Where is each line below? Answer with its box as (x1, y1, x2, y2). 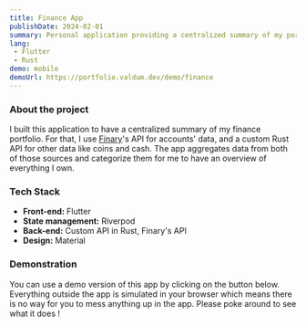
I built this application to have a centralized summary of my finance (9, 124, 261, 135)
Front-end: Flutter (22, 206, 91, 217)
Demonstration (9, 258, 77, 270)
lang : (9, 38, 30, 48)
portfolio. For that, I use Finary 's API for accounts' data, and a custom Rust (9, 133, 290, 144)
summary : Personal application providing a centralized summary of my (9, 30, 283, 39)
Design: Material (22, 235, 87, 247)
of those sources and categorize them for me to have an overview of (9, 152, 267, 164)
